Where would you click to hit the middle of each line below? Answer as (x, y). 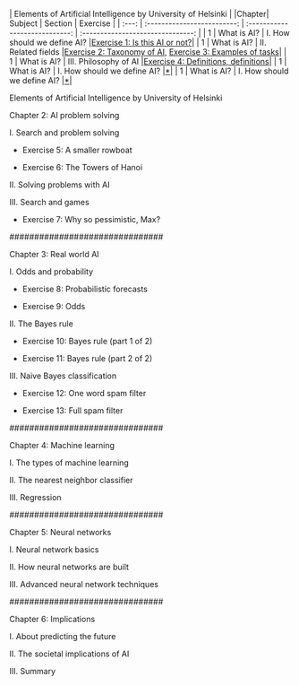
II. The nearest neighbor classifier (71, 480)
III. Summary (33, 671)
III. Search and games (49, 202)
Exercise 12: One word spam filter (84, 393)
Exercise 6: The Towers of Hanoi (82, 167)
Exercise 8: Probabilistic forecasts (85, 289)
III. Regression (35, 497)
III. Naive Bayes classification (63, 376)
